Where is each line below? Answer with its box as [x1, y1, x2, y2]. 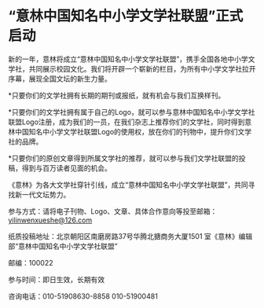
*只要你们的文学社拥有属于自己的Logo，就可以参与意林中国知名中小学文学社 [8, 107, 255, 116]
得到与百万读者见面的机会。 [21, 163, 112, 173]
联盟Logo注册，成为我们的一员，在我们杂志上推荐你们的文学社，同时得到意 [8, 117, 252, 126]
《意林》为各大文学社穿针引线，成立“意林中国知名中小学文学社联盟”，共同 [8, 180, 249, 189]
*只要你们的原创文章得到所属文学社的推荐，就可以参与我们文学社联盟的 [8, 153, 240, 163]
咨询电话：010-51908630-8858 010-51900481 [8, 291, 159, 301]
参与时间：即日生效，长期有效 [8, 274, 104, 284]
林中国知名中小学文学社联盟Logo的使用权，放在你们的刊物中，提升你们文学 [8, 126, 252, 136]
